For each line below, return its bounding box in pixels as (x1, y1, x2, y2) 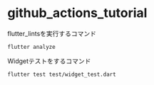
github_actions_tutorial (7, 5, 148, 21)
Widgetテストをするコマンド (7, 57, 91, 65)
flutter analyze (7, 43, 56, 50)
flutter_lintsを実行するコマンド (7, 29, 97, 38)
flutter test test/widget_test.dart (7, 71, 116, 78)
